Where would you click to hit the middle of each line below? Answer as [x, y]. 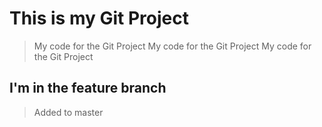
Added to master [68, 112]
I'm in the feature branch [88, 88]
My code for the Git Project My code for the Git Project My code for [172, 46]
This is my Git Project [99, 18]
